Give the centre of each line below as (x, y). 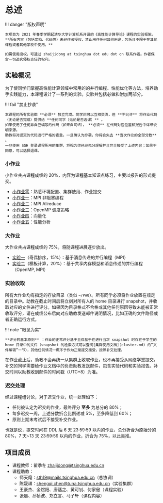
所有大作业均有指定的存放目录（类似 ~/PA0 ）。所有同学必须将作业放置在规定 (80, 295)
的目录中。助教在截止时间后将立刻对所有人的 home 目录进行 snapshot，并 (79, 301)
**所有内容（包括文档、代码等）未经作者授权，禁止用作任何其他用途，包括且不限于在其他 (81, 39)
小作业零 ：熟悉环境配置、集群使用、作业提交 (57, 192)
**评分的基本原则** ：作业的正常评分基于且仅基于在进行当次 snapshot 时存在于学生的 (81, 340)
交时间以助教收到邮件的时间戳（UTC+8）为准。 (53, 371)
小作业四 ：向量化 (29, 216)
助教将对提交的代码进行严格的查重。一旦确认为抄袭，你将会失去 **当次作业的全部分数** (81, 135)
